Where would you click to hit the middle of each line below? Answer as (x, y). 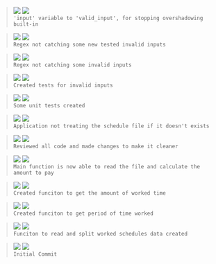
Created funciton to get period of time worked (83, 213)
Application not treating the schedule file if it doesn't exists (111, 126)
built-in (26, 24)
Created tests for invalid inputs (63, 85)
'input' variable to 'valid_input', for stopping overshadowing (108, 18)
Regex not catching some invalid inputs (72, 65)
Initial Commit (35, 254)
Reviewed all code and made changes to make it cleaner (95, 146)
